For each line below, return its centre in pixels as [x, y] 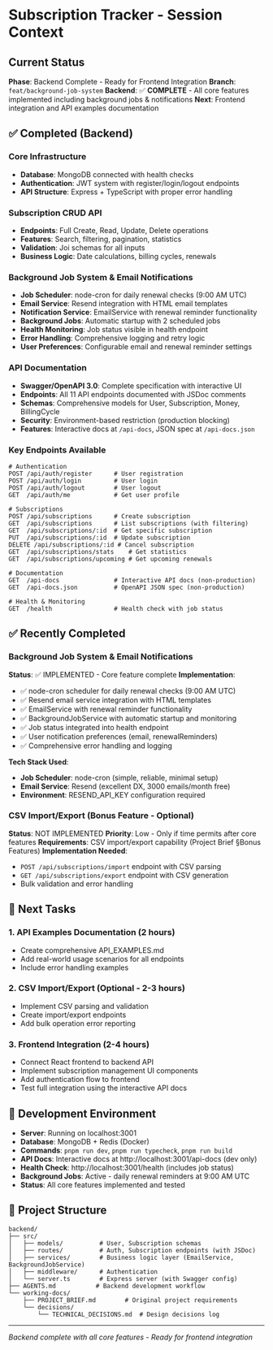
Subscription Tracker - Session [115, 15]
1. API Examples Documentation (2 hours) [92, 932]
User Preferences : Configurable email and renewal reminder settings [136, 347]
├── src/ [23, 1236]
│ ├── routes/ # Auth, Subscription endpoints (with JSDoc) [132, 1250]
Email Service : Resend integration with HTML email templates [124, 304]
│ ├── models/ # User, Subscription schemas [105, 1243]
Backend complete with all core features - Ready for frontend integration [131, 1337]
